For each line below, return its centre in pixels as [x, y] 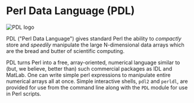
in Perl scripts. [24, 94]
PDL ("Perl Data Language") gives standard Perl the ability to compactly [94, 38]
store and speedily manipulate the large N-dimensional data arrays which [95, 45]
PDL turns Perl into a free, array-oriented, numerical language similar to [93, 62]
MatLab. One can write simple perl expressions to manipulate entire [88, 75]
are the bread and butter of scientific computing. [65, 51]
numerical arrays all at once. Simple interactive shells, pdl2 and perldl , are [97, 81]
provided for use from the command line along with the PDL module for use [97, 87]
